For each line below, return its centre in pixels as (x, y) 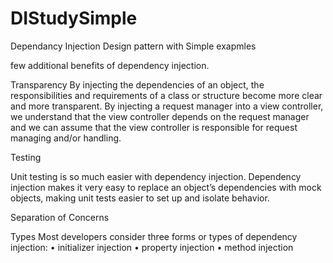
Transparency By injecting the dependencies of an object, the (137, 84)
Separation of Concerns (60, 217)
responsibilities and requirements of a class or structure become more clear (166, 95)
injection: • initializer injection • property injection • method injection (152, 247)
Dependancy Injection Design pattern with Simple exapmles (133, 46)
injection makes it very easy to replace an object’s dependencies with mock (166, 187)
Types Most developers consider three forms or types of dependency (154, 236)
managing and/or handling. (66, 138)
